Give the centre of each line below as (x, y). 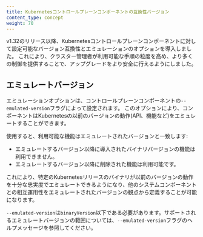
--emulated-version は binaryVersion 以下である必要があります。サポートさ (98, 213)
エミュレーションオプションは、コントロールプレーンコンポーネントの (94, 101)
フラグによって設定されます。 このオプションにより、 (116, 108)
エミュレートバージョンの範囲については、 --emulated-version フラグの (99, 220)
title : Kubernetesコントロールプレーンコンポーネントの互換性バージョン (88, 12)
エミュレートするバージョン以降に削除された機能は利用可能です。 (97, 164)
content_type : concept (35, 18)
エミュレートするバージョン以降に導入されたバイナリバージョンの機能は (105, 149)
